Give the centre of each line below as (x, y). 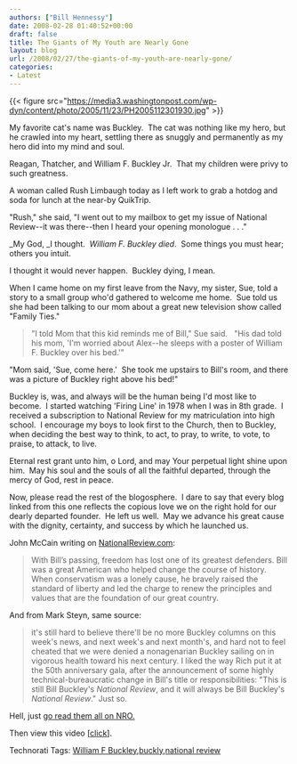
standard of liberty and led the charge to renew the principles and (152, 588)
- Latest (25, 76)
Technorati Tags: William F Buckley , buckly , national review (115, 750)
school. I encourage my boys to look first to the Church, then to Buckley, (143, 425)
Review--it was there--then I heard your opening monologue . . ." (128, 226)
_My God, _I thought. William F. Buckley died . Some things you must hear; (147, 244)
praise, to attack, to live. (53, 443)
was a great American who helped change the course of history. (148, 569)
